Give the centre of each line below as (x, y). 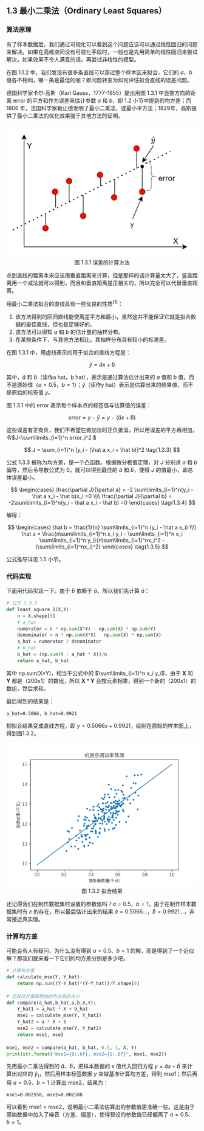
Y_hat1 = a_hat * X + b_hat (53, 1009)
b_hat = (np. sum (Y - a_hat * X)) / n (62, 655)
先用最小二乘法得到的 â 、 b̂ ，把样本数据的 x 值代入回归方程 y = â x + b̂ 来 (97, 1067)
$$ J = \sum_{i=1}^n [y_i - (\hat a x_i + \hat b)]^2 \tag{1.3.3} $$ (102, 449)
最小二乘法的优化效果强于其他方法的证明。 (70, 116)
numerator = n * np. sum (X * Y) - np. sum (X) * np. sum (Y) (87, 629)
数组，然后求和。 (28, 688)
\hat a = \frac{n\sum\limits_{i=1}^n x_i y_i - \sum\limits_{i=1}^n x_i (102, 533)
